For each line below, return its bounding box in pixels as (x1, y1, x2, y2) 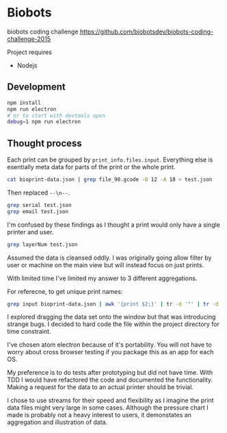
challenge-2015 (7, 34, 51, 42)
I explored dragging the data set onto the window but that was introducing (7, 313, 216, 321)
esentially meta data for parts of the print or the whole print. (7, 163, 176, 171)
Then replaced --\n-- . (7, 188, 70, 197)
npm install (7, 99, 41, 106)
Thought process (7, 137, 82, 149)
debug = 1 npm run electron (7, 119, 81, 125)
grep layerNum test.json (7, 241, 78, 248)
